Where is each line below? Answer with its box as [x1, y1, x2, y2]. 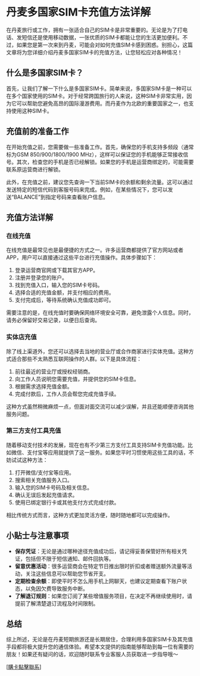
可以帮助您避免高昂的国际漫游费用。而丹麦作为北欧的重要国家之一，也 [16, 100, 189, 107]
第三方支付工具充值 [6, 427, 61, 435]
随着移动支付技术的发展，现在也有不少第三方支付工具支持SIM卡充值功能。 [6, 441, 188, 448]
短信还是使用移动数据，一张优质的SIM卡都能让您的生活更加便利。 [21, 33, 183, 41]
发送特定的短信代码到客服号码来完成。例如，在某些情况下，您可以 [6, 186, 168, 193]
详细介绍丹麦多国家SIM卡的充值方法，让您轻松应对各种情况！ [32, 48, 183, 55]
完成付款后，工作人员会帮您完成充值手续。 [14, 390, 120, 397]
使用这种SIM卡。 [11, 107, 52, 114]
